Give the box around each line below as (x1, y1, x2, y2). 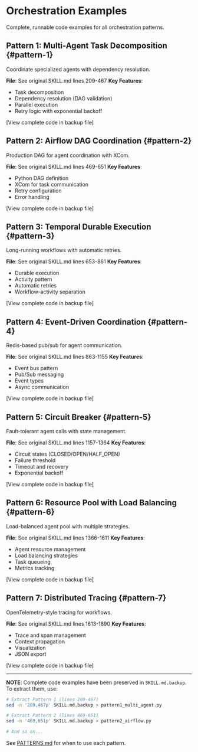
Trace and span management (14, 632, 87, 639)
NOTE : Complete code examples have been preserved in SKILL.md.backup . (6, 679, 187, 686)
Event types (14, 377, 44, 384)
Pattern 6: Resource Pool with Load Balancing (6, 498, 177, 508)
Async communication (14, 384, 70, 391)
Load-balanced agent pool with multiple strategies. (6, 522, 130, 529)
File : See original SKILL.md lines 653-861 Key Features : (6, 258, 142, 265)
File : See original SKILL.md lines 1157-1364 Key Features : (6, 439, 146, 446)
